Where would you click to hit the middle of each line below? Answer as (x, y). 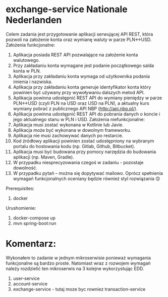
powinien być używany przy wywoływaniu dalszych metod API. (79, 92)
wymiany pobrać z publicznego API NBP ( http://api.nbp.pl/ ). (75, 108)
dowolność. (25, 168)
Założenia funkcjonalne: (31, 45)
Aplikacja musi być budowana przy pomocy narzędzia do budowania (85, 152)
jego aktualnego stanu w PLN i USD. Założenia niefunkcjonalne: (79, 119)
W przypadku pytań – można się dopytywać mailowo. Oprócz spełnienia (88, 173)
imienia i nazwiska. (33, 82)
